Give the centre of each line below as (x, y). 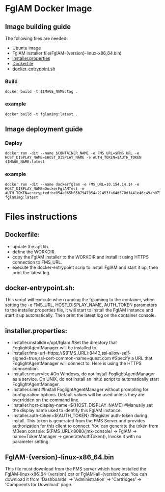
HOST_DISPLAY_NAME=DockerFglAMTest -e (45, 189)
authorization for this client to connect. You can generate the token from (85, 426)
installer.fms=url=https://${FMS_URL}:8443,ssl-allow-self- (71, 353)
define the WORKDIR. (34, 252)
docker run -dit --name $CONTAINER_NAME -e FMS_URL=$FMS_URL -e (72, 153)
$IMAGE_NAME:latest (25, 162)
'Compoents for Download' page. (39, 485)
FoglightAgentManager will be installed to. (55, 348)
